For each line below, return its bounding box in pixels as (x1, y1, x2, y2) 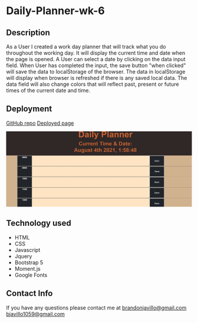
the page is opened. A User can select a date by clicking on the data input (6, 56, 186, 62)
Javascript (14, 246, 41, 254)
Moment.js (14, 265, 41, 272)
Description (6, 28, 50, 38)
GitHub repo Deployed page (6, 119, 74, 126)
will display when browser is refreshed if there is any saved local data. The (6, 75, 187, 81)
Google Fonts (14, 271, 48, 278)
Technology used (6, 218, 72, 228)
